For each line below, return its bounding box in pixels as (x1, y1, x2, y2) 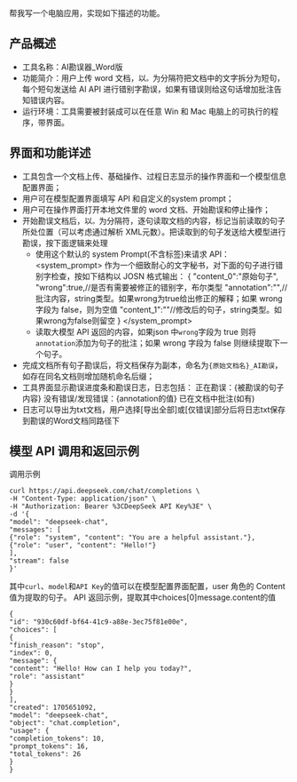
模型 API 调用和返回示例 (9, 443, 140, 459)
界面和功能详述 (9, 146, 91, 161)
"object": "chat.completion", (9, 719, 121, 728)
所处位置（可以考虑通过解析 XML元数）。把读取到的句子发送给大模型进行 (21, 226, 286, 237)
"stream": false (9, 556, 69, 566)
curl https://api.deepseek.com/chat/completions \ (9, 487, 200, 496)
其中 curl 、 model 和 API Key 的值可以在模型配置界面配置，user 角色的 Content (9, 581, 285, 592)
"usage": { (9, 727, 50, 736)
